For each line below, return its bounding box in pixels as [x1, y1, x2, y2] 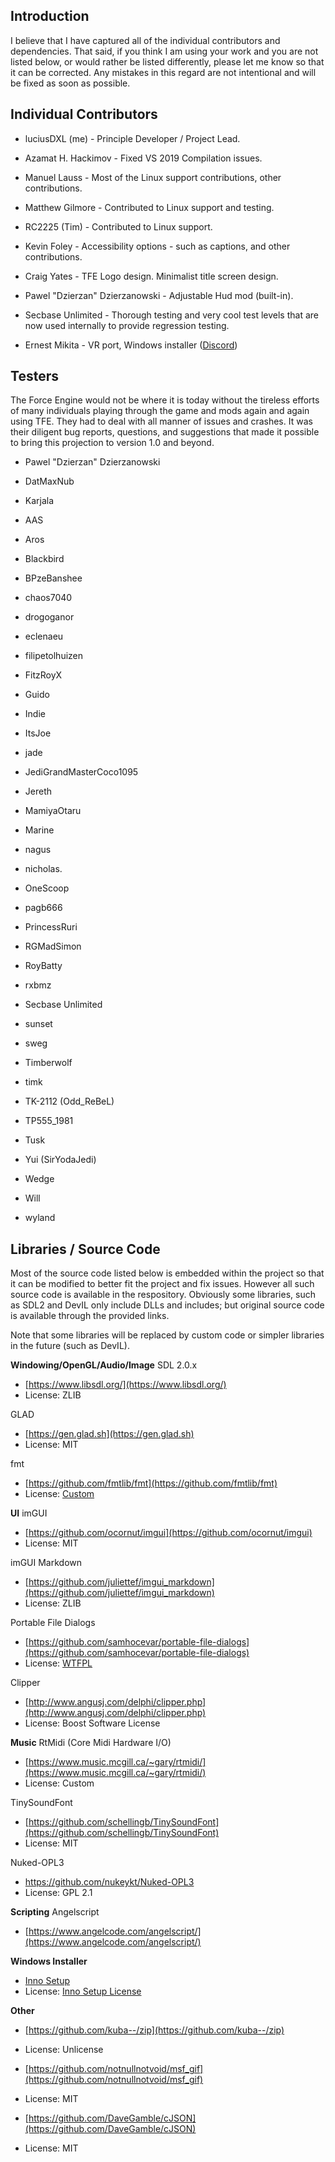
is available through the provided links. [10, 1310, 170, 1322]
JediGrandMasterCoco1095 [24, 766, 139, 778]
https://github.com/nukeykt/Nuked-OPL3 [24, 1876, 195, 1888]
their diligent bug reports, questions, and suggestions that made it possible [10, 426, 320, 438]
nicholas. [24, 863, 63, 875]
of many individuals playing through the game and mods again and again [10, 405, 310, 417]
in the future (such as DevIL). [10, 1340, 130, 1352]
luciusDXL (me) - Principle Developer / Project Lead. [24, 132, 241, 144]
